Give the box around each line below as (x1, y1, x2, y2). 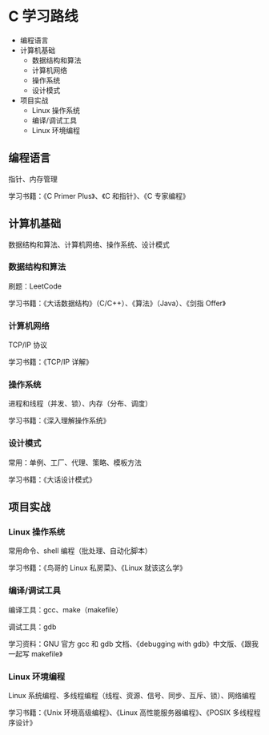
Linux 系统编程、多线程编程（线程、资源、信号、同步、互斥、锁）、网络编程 (8, 691, 256, 701)
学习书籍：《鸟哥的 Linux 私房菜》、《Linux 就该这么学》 (8, 563, 187, 573)
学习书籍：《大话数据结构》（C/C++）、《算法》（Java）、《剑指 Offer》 (8, 298, 227, 308)
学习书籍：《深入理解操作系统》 (8, 416, 110, 426)
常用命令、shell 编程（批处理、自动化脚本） (8, 546, 152, 555)
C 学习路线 (8, 7, 78, 26)
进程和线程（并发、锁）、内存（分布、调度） (8, 398, 152, 409)
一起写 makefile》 (8, 648, 63, 658)
